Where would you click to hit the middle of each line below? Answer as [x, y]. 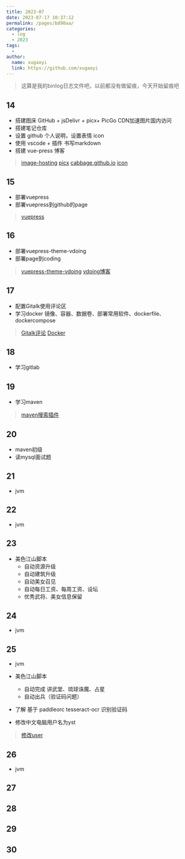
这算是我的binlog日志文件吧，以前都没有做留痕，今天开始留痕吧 [100, 86]
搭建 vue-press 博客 [40, 151]
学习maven [29, 402]
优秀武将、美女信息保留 [53, 596]
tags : [13, 46]
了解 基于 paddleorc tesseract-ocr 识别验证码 [71, 709]
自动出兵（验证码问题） [53, 697]
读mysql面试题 [33, 457]
